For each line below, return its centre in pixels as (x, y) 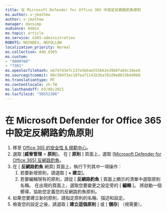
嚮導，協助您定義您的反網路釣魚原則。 (60, 192)
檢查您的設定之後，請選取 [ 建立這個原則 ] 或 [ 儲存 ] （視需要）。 (78, 204)
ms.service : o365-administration (40, 38)
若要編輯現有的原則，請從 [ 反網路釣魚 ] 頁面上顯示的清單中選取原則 (90, 179)
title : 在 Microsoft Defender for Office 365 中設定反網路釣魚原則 (73, 10)
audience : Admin (22, 29)
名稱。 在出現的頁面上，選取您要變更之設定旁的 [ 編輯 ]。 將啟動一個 (91, 185)
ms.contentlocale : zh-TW (31, 84)
